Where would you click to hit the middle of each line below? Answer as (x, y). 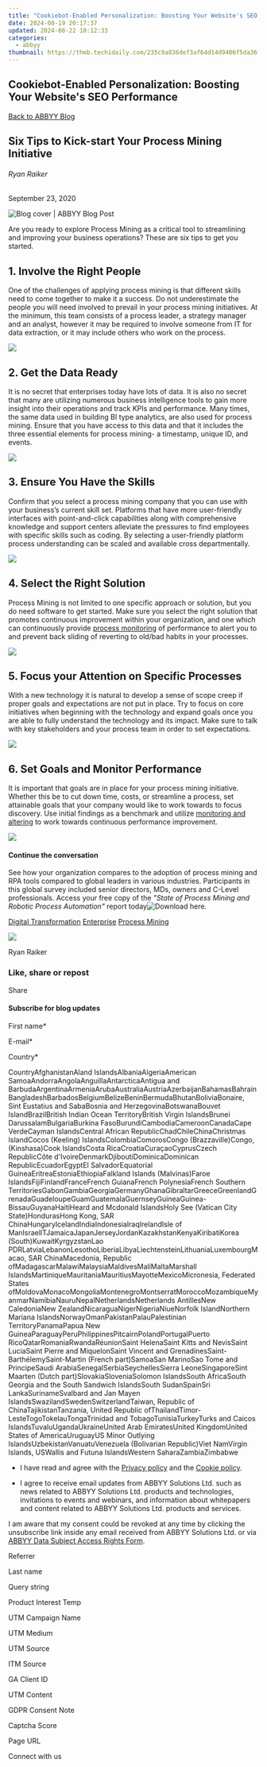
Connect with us (35, 1756)
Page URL (25, 1741)
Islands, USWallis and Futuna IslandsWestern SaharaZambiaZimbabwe (123, 1452)
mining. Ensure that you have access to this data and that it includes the (126, 425)
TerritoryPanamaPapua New (54, 1325)
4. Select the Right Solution (77, 584)
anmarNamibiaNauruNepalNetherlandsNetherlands (92, 1300)
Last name (25, 1571)
